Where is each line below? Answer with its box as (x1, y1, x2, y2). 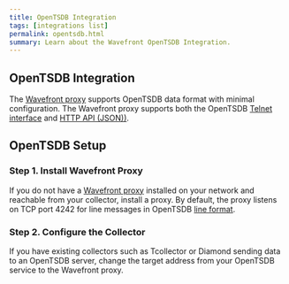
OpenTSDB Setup (9, 138, 107, 153)
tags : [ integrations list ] (9, 21, 109, 30)
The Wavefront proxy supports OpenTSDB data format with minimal (9, 94, 255, 104)
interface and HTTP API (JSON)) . (9, 112, 130, 124)
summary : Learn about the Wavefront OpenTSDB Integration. (9, 37, 232, 47)
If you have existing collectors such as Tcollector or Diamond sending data (9, 246, 281, 257)
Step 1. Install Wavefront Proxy (9, 165, 143, 177)
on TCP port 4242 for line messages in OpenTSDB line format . (9, 203, 236, 214)
